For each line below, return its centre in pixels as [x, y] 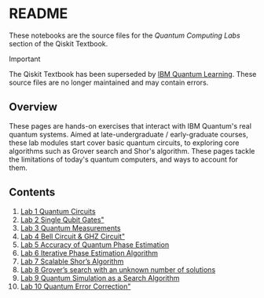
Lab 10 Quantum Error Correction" [75, 286]
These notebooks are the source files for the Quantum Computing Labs [125, 35]
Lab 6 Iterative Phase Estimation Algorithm [89, 253]
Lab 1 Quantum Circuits [58, 211]
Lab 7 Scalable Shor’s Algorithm [72, 261]
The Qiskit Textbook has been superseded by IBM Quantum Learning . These [133, 74]
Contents [32, 193]
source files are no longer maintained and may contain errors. [109, 82]
